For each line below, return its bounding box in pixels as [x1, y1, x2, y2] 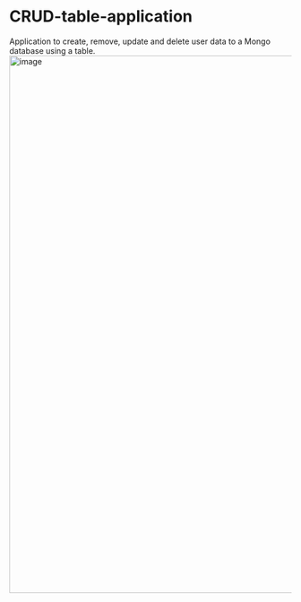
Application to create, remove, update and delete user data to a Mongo [9, 36, 271, 47]
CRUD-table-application [9, 6, 193, 27]
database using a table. [9, 45, 96, 56]
